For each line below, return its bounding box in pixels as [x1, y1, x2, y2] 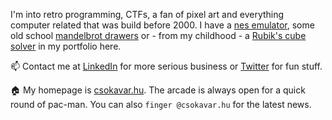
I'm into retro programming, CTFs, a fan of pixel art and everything [10, 9, 285, 20]
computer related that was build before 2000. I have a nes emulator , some [10, 19, 315, 31]
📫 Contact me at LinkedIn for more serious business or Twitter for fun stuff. [10, 60, 323, 72]
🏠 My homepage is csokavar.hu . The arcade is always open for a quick [10, 84, 306, 96]
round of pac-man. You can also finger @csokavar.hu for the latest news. [10, 99, 312, 110]
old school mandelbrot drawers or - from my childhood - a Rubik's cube [10, 30, 307, 41]
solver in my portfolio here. [10, 40, 122, 52]
